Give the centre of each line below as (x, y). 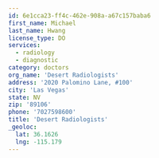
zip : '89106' (30, 105)
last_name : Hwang (37, 30)
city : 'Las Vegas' (39, 90)
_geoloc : (23, 127)
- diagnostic (37, 61)
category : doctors (39, 68)
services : (25, 45)
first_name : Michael (43, 23)
